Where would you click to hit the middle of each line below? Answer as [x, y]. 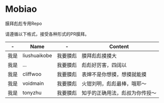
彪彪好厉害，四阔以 [104, 65]
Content [119, 47]
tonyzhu [32, 93]
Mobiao [21, 9]
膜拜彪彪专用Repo [24, 23]
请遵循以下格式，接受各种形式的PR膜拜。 [47, 34]
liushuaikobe [37, 55]
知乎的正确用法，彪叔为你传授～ [119, 93]
